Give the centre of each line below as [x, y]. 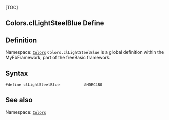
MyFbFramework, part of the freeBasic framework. [58, 58]
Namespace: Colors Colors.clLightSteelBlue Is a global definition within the [85, 52]
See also [19, 100]
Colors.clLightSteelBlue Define [55, 23]
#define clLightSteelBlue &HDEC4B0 [54, 85]
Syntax [17, 73]
